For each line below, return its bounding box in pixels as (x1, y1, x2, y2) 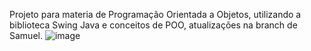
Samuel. (9, 30, 43, 41)
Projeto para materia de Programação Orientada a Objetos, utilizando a (9, 9, 302, 20)
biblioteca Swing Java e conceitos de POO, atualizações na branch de (9, 19, 298, 31)
